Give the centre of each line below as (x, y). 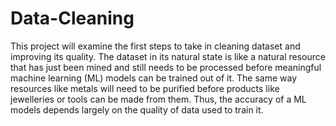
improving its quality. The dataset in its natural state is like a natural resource (168, 56)
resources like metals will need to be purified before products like (145, 88)
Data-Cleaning (72, 18)
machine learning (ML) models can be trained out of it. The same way (154, 78)
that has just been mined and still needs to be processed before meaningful (166, 67)
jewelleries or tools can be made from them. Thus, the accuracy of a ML (158, 99)
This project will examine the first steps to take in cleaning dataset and (155, 46)
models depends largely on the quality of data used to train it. (137, 109)
